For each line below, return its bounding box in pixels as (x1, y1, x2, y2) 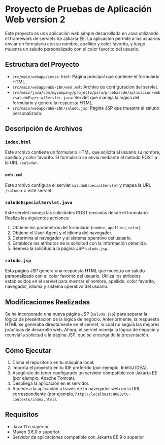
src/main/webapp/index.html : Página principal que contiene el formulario (12, 73, 160, 80)
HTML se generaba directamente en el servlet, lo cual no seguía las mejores (5, 322, 160, 327)
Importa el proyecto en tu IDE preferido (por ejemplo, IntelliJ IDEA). (12, 364, 148, 370)
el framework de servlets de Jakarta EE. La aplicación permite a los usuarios (5, 36, 161, 41)
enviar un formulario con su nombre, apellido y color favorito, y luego (5, 40, 146, 46)
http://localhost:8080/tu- (75, 392, 131, 397)
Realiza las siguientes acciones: (5, 215, 70, 221)
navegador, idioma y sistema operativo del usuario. (5, 283, 109, 289)
